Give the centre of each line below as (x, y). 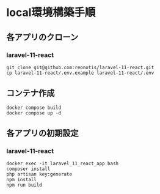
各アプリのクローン (42, 37)
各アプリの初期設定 (42, 133)
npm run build (24, 185)
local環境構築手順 (51, 13)
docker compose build (34, 108)
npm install (21, 180)
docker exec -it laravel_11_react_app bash (63, 164)
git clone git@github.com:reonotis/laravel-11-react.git (80, 67)
